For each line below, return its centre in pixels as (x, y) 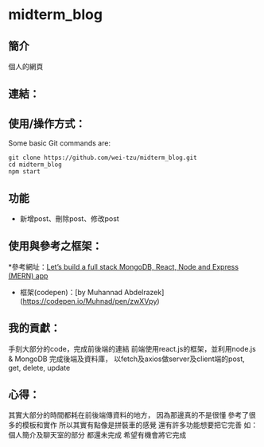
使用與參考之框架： (55, 246)
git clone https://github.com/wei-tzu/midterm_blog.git (103, 158)
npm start (25, 172)
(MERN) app (28, 275)
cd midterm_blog (35, 165)
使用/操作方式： (47, 124)
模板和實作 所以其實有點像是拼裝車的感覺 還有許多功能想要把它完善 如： (140, 425)
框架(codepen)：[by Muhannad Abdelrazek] (92, 292)
